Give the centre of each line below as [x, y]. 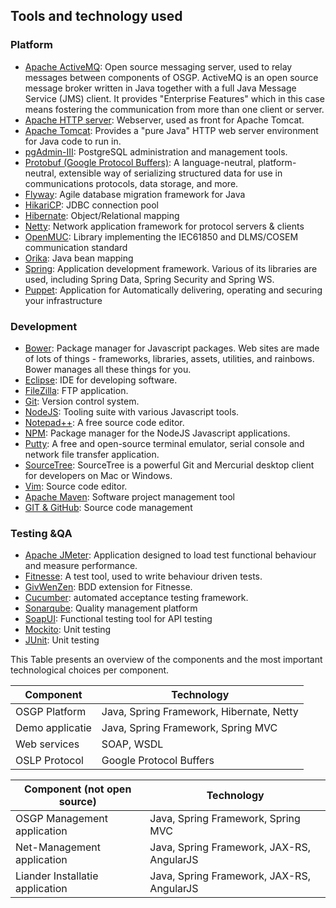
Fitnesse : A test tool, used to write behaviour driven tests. [143, 576]
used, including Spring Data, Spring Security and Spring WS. [149, 279]
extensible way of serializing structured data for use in [170, 173]
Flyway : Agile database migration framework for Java [135, 194]
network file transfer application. [92, 454]
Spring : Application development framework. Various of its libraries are [171, 268]
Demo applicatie [53, 728]
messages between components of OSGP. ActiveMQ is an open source [171, 77]
